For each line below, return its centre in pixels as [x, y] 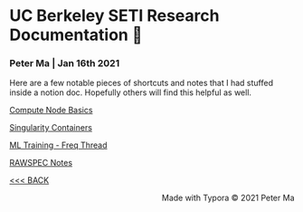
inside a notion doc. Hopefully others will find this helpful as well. [130, 92]
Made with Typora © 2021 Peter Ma [228, 198]
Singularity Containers [51, 128]
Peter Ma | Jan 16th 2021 [65, 63]
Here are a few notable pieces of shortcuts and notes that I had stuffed [142, 83]
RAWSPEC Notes [41, 163]
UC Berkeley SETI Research [114, 16]
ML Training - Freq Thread [58, 145]
